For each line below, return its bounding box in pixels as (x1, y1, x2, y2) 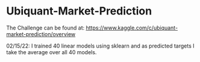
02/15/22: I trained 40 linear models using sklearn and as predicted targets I (6, 42, 195, 49)
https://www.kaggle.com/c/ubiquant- (86, 24, 178, 31)
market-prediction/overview (6, 30, 76, 37)
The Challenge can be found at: (6, 24, 85, 31)
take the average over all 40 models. (6, 48, 97, 55)
